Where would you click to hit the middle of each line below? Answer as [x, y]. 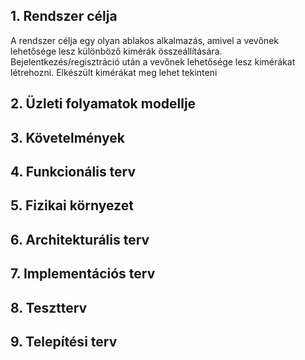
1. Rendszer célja [64, 16]
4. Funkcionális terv [73, 171]
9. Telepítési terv [64, 341]
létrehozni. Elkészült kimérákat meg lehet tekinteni [114, 72]
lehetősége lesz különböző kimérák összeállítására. [116, 51]
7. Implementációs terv [83, 274]
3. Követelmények [67, 137]
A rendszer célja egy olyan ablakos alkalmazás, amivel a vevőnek [144, 40]
